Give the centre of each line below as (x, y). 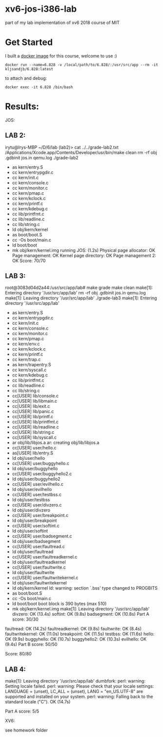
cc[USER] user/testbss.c (37, 494)
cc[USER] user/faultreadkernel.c (45, 557)
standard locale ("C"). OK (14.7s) (38, 702)
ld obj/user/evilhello (32, 490)
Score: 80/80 (18, 654)
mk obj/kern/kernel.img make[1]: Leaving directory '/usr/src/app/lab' (81, 609)
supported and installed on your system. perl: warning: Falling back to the (79, 697)
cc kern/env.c (26, 344)
